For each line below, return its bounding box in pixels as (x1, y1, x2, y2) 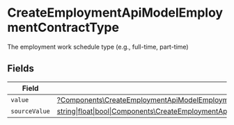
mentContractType (7, 19, 120, 35)
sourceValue (10, 107, 51, 115)
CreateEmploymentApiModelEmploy (7, 5, 224, 21)
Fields (7, 62, 35, 74)
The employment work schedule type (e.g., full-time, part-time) (7, 42, 189, 51)
